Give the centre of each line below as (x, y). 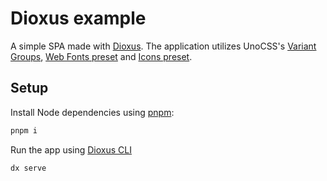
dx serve (28, 168)
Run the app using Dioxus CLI (71, 149)
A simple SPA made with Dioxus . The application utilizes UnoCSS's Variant (163, 46)
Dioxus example (78, 18)
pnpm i (24, 130)
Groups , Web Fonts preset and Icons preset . (101, 56)
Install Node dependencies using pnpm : (92, 112)
